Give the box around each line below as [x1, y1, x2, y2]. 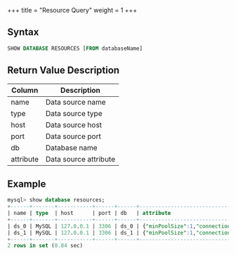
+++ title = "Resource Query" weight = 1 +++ [7, 6, 138, 14]
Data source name [45, 97, 107, 107]
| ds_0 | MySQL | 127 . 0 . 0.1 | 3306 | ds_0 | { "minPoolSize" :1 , [7, 223, 197, 230]
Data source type [45, 108, 103, 118]
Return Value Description [7, 65, 120, 77]
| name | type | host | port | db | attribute [7, 210, 171, 217]
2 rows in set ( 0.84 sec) [7, 242, 83, 249]
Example [7, 178, 46, 190]
